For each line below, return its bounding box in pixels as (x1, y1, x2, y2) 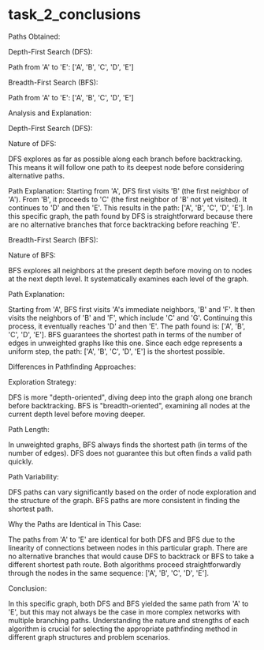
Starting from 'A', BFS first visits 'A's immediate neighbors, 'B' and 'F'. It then (8, 304, 255, 314)
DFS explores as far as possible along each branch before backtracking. (8, 154, 243, 163)
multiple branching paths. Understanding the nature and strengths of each (8, 615, 250, 625)
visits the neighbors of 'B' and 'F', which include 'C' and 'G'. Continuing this (8, 313, 253, 322)
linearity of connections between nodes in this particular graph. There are (8, 543, 248, 552)
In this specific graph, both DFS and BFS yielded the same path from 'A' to (8, 599, 249, 608)
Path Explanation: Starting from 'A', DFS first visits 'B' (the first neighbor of (8, 186, 250, 195)
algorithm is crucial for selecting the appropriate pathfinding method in (8, 624, 238, 633)
